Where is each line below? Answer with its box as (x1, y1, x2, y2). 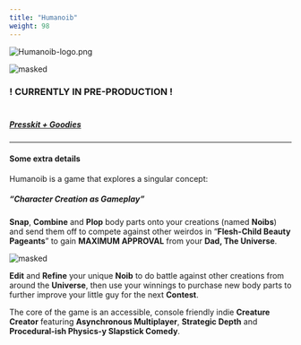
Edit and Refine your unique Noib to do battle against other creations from (9, 270, 285, 280)
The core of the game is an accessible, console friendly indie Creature (9, 306, 271, 317)
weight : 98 (9, 22, 50, 30)
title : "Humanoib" (9, 13, 78, 22)
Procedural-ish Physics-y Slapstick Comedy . (9, 325, 181, 336)
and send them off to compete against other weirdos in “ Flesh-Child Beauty (9, 226, 291, 237)
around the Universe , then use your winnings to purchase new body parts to (9, 280, 292, 290)
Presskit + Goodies (9, 119, 82, 130)
